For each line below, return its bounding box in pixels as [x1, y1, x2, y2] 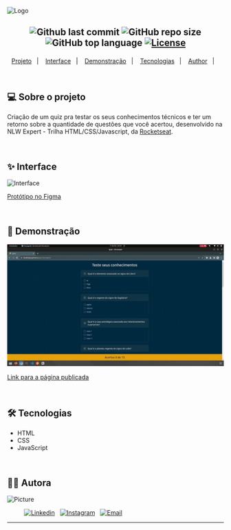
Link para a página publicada [7, 373, 89, 381]
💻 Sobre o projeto [7, 91, 86, 103]
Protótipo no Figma [7, 193, 62, 201]
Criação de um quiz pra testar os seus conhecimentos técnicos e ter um [7, 113, 212, 121]
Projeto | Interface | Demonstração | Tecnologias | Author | [11, 57, 215, 65]
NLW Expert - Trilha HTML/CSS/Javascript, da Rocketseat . [7, 127, 173, 136]
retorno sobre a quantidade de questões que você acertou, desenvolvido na [7, 120, 223, 129]
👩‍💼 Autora [7, 477, 52, 489]
